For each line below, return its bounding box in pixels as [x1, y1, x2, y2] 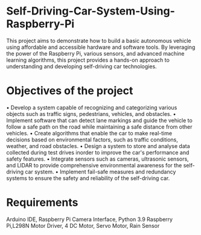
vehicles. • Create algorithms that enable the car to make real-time [6, 129, 173, 137]
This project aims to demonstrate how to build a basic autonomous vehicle [6, 37, 191, 44]
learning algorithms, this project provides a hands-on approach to [6, 56, 170, 63]
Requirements [6, 196, 78, 210]
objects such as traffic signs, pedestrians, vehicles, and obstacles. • [6, 110, 176, 117]
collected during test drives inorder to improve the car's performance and [6, 149, 190, 156]
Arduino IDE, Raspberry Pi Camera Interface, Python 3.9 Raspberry [6, 216, 173, 223]
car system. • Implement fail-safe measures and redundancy [25, 168, 176, 175]
